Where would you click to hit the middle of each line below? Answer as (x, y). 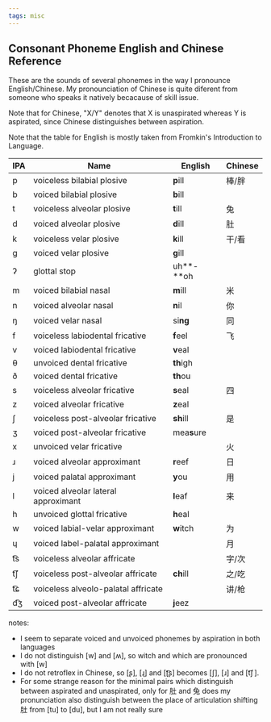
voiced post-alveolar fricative (90, 432)
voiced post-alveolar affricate (90, 603)
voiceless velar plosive (76, 239)
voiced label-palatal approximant (96, 544)
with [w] (34, 664)
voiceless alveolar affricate (84, 559)
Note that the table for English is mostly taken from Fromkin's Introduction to (135, 137)
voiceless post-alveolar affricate (95, 574)
